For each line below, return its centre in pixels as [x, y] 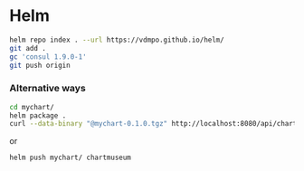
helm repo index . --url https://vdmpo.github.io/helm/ [117, 40]
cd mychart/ [32, 107]
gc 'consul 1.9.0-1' [48, 57]
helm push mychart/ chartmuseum [70, 158]
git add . [28, 48]
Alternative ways [47, 89]
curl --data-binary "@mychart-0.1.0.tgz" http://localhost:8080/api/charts [155, 124]
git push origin [40, 65]
